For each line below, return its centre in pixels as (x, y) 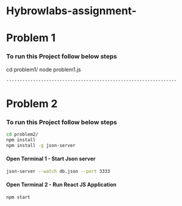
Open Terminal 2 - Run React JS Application (62, 185)
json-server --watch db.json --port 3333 (58, 171)
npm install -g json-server (41, 145)
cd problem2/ (22, 134)
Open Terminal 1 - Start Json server (51, 159)
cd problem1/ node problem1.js (44, 69)
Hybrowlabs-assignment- (71, 11)
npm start (18, 197)
